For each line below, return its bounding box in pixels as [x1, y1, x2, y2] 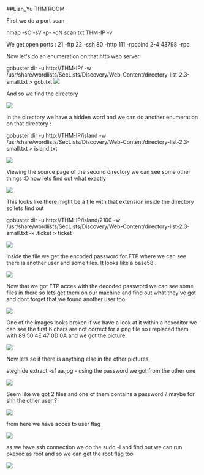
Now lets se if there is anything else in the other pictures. [6, 355, 150, 362]
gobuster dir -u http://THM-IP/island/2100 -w [6, 217, 121, 223]
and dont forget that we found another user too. [6, 296, 127, 302]
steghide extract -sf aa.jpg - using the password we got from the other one [6, 367, 196, 374]
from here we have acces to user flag [6, 421, 101, 427]
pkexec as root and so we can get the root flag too [6, 450, 134, 457]
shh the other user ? [6, 397, 57, 404]
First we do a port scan [6, 17, 65, 24]
